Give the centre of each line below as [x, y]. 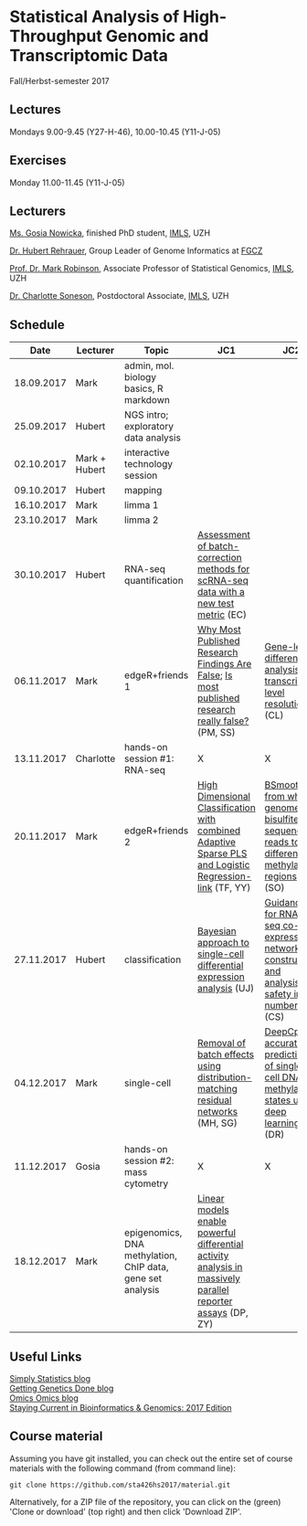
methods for [224, 569]
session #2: [149, 1160]
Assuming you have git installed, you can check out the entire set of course [151, 1458]
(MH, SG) [217, 1123]
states [278, 1100]
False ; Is [215, 675]
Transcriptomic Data [89, 56]
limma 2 [142, 520]
